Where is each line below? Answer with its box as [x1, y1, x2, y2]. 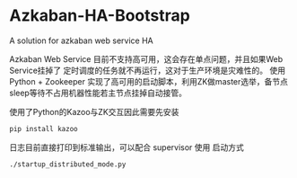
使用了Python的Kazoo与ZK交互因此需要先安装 [9, 106, 179, 117]
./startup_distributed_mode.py [9, 159, 127, 169]
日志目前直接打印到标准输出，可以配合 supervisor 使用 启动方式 [9, 141, 245, 153]
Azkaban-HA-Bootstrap [9, 5, 190, 26]
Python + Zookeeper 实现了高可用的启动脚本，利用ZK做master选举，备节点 [9, 76, 289, 86]
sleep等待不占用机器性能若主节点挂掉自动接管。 [9, 87, 187, 98]
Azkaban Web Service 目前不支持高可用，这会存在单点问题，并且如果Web [9, 53, 284, 64]
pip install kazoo [9, 124, 78, 133]
